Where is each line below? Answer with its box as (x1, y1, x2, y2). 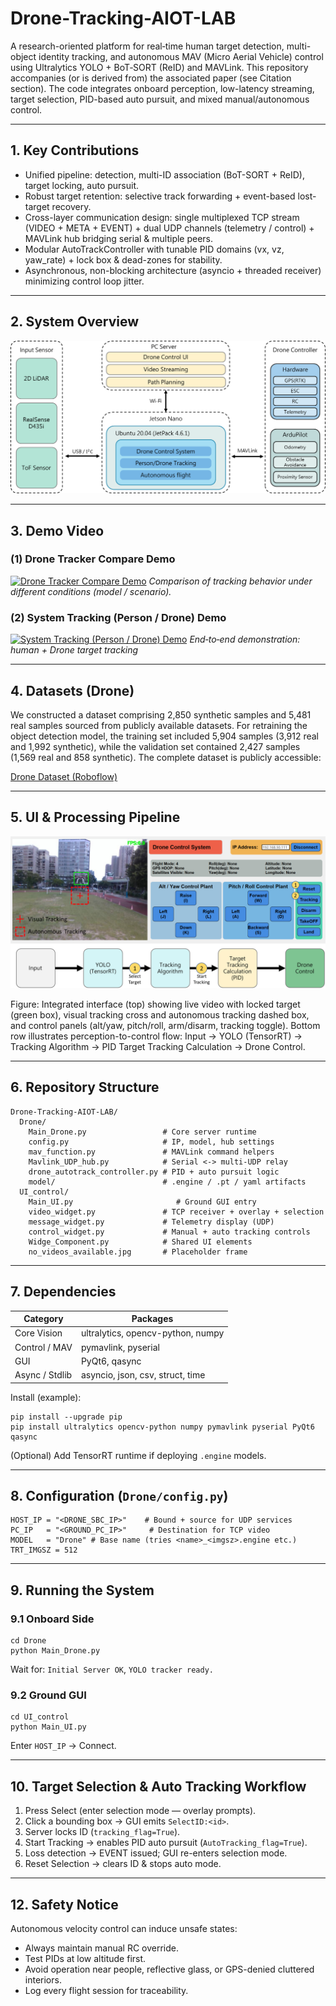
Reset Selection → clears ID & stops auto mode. (24, 1858, 222, 1870)
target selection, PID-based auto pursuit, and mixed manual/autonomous (10, 93, 310, 105)
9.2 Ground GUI (10, 1688, 87, 1702)
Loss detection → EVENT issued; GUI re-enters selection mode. (24, 1847, 288, 1859)
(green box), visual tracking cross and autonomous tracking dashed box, (10, 1008, 310, 1021)
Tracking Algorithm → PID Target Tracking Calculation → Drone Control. (10, 1040, 306, 1052)
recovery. (51, 200, 92, 212)
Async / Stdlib (14, 1369, 73, 1381)
